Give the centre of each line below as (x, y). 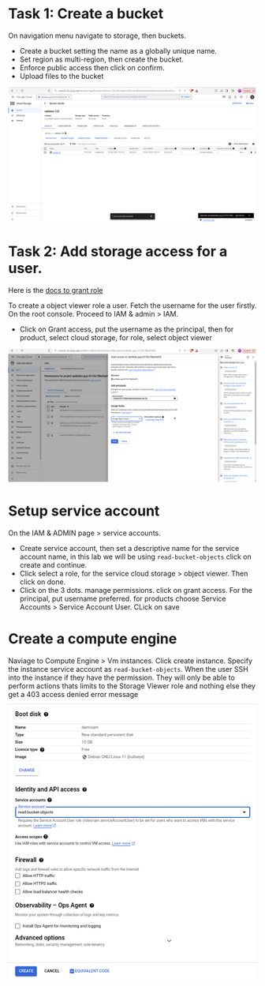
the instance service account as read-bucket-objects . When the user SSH (128, 669)
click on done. (43, 582)
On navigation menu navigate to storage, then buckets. (97, 36)
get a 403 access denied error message (73, 695)
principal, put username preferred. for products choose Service (123, 599)
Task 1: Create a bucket (86, 14)
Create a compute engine (93, 639)
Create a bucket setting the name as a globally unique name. (118, 51)
